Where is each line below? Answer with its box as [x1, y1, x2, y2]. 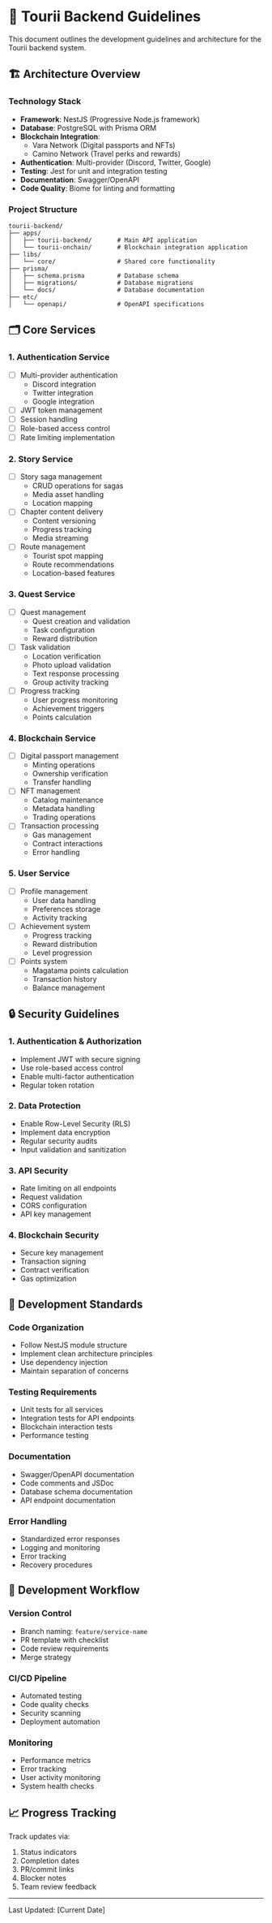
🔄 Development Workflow [8, 1584, 140, 1597]
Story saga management [19, 472, 103, 482]
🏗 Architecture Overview [8, 67, 141, 81]
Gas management [32, 830, 91, 840]
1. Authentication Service [8, 352, 110, 363]
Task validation [19, 642, 71, 652]
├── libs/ [8, 250, 42, 258]
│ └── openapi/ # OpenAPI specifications [8, 300, 205, 308]
